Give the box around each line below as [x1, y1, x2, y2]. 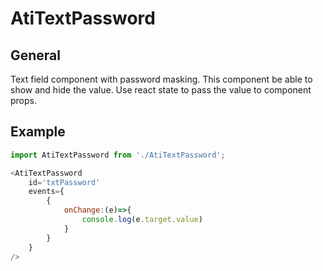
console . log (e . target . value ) [81, 215, 203, 225]
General [10, 47, 62, 64]
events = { [28, 187, 65, 197]
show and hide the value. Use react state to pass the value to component [10, 84, 312, 96]
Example [10, 123, 66, 141]
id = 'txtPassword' [28, 177, 101, 187]
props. [10, 95, 37, 106]
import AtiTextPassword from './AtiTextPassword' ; [10, 150, 226, 160]
